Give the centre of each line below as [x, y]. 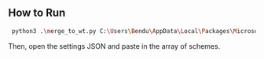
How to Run [37, 13]
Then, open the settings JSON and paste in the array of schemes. [114, 46]
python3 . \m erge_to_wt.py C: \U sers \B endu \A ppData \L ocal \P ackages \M [124, 31]
